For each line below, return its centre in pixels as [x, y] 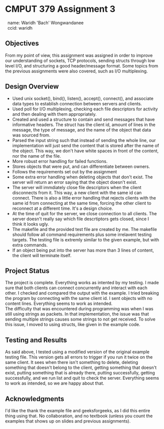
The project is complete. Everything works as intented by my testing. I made [82, 283]
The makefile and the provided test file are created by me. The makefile [84, 229]
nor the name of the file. [37, 156]
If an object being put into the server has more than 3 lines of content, [83, 250]
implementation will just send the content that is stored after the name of [86, 145]
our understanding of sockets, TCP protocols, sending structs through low [80, 61]
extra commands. [30, 245]
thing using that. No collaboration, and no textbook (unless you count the [79, 416]
